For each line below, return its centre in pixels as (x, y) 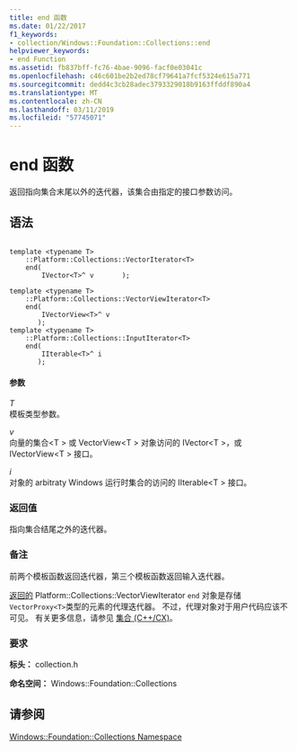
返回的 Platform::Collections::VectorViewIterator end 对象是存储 (125, 595)
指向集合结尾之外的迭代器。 (61, 529)
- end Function (38, 59)
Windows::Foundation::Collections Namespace (96, 737)
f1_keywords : (34, 34)
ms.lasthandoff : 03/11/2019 (62, 110)
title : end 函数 (38, 18)
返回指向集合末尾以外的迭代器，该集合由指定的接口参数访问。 (123, 192)
